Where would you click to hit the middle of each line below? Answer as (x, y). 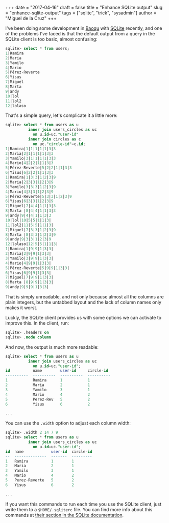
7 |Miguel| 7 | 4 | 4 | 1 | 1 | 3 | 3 (31, 206)
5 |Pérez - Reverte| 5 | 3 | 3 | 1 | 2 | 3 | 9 (39, 196)
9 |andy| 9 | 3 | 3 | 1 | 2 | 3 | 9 (28, 239)
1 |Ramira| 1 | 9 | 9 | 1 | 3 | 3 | (29, 249)
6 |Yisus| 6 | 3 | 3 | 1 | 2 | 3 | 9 (29, 201)
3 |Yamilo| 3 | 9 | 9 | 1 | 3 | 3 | (29, 258)
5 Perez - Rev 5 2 (48, 399)
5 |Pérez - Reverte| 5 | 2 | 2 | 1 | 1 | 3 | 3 (39, 168)
